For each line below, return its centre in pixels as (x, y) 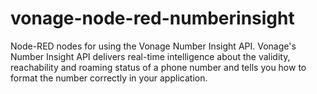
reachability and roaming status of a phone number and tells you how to (158, 67)
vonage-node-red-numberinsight (152, 18)
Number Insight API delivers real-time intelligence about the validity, (150, 56)
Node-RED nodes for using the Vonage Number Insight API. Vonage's (153, 46)
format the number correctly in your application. (109, 78)
